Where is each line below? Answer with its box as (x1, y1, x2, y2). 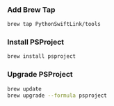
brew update (7, 85, 42, 92)
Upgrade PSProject (7, 70, 73, 79)
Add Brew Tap (7, 5, 56, 15)
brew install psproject (7, 53, 76, 60)
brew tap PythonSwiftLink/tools (7, 21, 101, 28)
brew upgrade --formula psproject (7, 92, 108, 99)
